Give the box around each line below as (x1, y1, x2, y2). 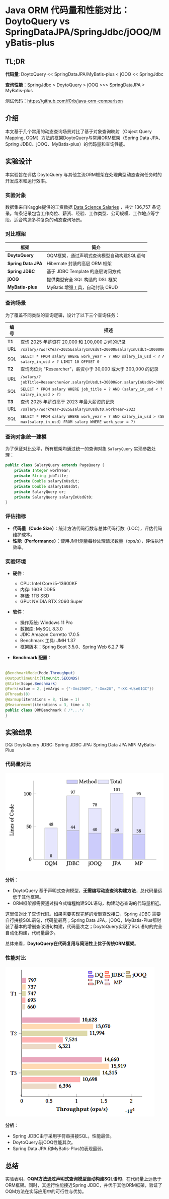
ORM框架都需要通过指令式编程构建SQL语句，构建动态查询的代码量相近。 (12, 900, 164, 906)
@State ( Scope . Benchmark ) (5, 681, 57, 686)
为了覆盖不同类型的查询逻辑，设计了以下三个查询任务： (5, 312, 120, 318)
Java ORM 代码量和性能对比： (5, 5, 130, 16)
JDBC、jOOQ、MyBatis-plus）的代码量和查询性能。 (20, 141, 128, 147)
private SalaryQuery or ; (14, 489, 66, 494)
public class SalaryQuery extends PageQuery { (5, 463, 105, 468)
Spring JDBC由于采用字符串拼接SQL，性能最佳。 (12, 1132, 115, 1139)
